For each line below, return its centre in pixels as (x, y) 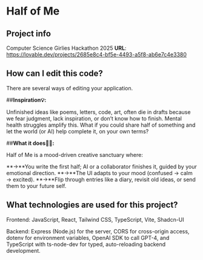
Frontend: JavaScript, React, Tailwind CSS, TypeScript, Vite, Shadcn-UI (95, 219)
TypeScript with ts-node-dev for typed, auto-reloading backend (86, 244)
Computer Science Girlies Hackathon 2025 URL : (66, 48)
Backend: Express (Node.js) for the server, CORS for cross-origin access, (98, 231)
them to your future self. (36, 185)
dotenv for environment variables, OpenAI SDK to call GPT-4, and (88, 238)
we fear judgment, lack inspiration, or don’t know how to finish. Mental (94, 118)
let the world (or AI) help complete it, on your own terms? (78, 131)
